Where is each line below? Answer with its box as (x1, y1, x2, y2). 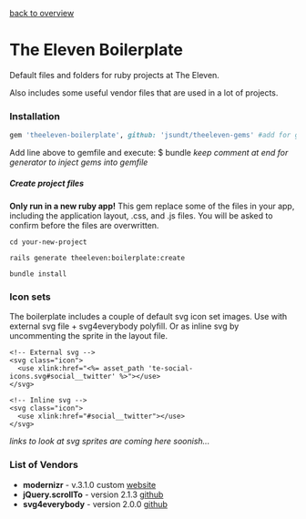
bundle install (9, 270, 67, 279)
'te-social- (148, 364, 194, 373)
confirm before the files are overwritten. (9, 220, 159, 231)
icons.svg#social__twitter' (9, 372, 117, 382)
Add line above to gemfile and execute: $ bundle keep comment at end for (9, 148, 289, 158)
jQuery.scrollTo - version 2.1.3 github (22, 489, 164, 500)
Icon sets (9, 290, 52, 303)
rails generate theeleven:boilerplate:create (9, 254, 185, 263)
